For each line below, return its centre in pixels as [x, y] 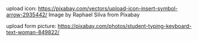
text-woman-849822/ [33, 32]
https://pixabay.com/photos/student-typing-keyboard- [125, 26]
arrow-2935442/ [27, 15]
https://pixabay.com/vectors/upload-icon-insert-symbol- [108, 8]
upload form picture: [31, 26]
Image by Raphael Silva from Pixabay [94, 15]
